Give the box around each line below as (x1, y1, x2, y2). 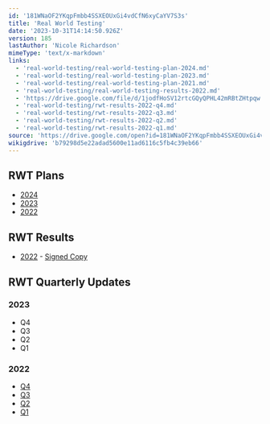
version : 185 (8, 34, 52, 43)
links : (8, 57, 31, 65)
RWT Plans (8, 168, 64, 182)
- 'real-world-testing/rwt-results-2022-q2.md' (15, 117, 178, 125)
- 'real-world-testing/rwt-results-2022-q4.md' (15, 101, 178, 109)
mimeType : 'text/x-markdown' (8, 49, 106, 57)
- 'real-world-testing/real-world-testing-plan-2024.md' (15, 64, 211, 72)
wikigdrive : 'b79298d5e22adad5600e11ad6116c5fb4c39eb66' (8, 138, 203, 147)
